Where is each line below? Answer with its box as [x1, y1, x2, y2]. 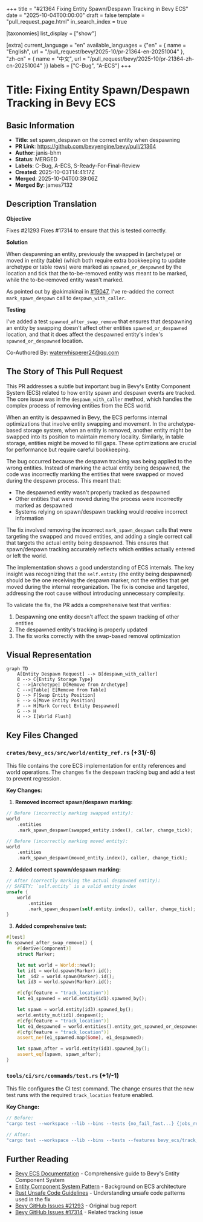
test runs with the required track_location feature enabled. [6, 1092, 154, 1099]
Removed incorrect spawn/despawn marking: [14, 799, 133, 806]
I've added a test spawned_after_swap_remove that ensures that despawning [6, 318, 193, 325]
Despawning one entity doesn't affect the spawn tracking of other [14, 613, 179, 620]
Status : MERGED [14, 156, 57, 163]
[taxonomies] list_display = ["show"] [6, 30, 97, 37]
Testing [6, 306, 26, 313]
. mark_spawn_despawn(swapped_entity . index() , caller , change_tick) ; [17, 827, 193, 833]
